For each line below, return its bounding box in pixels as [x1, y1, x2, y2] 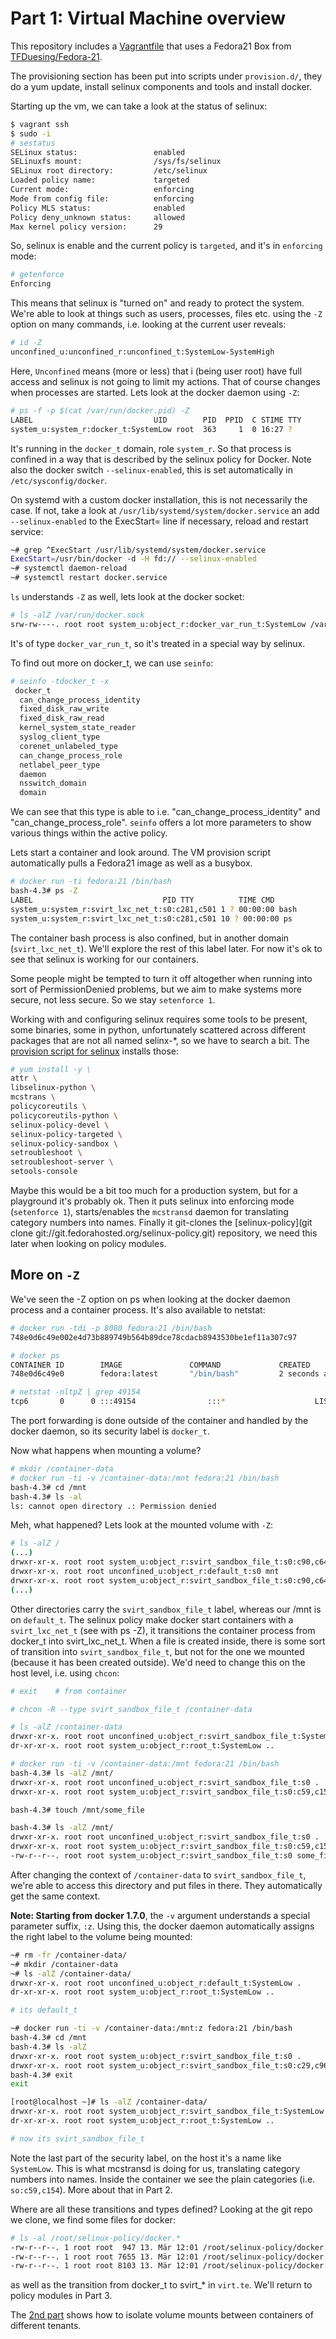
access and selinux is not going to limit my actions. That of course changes [10, 375, 321, 387]
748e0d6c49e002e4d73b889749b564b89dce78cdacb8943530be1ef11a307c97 [10, 1332, 298, 1342]
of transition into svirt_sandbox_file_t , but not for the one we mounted [10, 1645, 305, 1657]
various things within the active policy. [10, 827, 168, 839]
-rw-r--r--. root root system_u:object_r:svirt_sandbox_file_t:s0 [10, 1851, 293, 1861]
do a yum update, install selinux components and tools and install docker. [10, 80, 313, 92]
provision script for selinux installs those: [10, 1045, 180, 1057]
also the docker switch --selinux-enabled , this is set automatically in [10, 463, 293, 476]
